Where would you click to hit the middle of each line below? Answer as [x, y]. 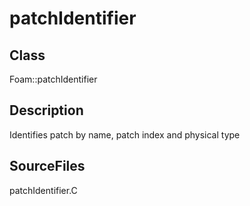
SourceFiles [47, 166]
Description [46, 110]
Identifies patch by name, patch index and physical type [125, 134]
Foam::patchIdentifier [53, 79]
